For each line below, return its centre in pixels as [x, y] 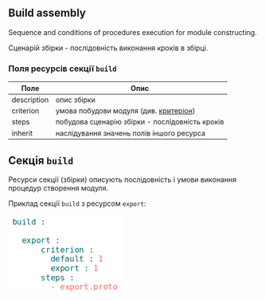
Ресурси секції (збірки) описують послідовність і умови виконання [123, 180]
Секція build [41, 160]
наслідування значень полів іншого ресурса [130, 133]
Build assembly [47, 13]
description [30, 100]
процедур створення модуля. [58, 187]
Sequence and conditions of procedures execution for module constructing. [132, 32]
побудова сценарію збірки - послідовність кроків [140, 122]
